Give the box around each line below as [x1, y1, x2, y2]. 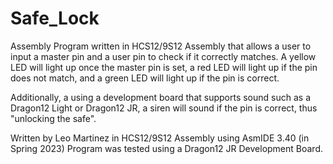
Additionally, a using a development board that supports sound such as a [10, 91, 311, 103]
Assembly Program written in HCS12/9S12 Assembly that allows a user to [10, 40, 312, 52]
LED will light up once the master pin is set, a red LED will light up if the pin [10, 61, 318, 73]
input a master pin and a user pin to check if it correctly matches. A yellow [10, 50, 317, 62]
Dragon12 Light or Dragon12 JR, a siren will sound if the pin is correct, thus [10, 102, 318, 114]
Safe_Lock [10, 7, 100, 30]
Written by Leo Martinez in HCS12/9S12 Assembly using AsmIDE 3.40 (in [10, 132, 310, 144]
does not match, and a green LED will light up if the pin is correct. [10, 72, 280, 84]
